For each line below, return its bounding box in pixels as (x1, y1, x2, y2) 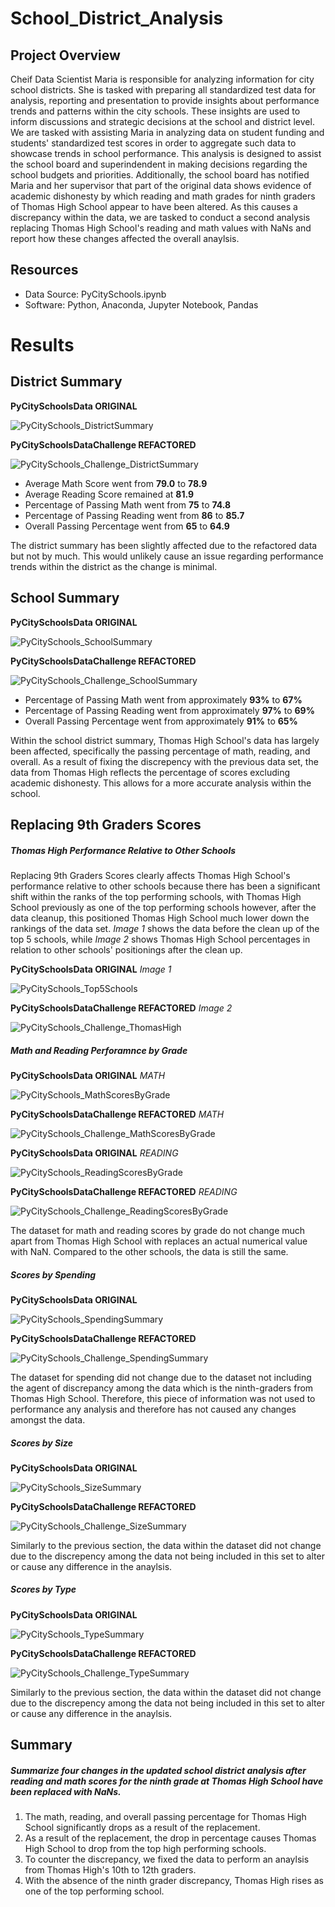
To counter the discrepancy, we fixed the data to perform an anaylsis (24, 1853, 310, 1866)
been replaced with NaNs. (10, 1785, 122, 1797)
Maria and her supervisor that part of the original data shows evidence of (10, 180, 312, 191)
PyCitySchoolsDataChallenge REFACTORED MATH (10, 1108, 225, 1120)
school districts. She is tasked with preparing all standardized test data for (10, 84, 317, 96)
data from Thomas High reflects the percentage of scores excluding (10, 766, 291, 778)
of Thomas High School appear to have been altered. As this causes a (10, 201, 298, 212)
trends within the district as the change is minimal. (10, 560, 218, 572)
